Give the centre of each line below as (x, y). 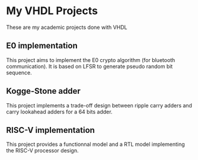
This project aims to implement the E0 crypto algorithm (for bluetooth (91, 60)
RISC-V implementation (50, 130)
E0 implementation (42, 46)
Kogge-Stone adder (44, 91)
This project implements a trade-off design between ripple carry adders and (99, 105)
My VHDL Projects (52, 11)
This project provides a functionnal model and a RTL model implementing (95, 144)
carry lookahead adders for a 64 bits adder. (59, 112)
